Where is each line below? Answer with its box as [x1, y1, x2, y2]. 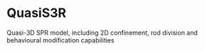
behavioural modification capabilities [6, 35, 115, 44]
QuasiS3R [6, 5, 67, 21]
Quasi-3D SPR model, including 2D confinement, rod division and [6, 28, 199, 37]
